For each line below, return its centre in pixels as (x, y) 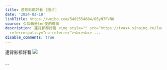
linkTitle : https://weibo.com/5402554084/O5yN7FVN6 (60, 19)
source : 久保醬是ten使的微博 (32, 24)
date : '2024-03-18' (25, 14)
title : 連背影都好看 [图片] (31, 10)
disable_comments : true (30, 38)
